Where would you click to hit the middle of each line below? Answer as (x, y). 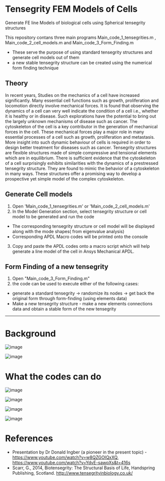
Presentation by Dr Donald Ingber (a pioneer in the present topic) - (80, 452)
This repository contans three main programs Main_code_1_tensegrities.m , (81, 37)
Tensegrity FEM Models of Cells (71, 9)
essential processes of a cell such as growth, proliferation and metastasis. (80, 137)
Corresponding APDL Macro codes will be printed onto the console (80, 237)
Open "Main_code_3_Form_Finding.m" (51, 278)
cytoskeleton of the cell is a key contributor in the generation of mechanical (82, 126)
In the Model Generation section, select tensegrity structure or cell (79, 211)
